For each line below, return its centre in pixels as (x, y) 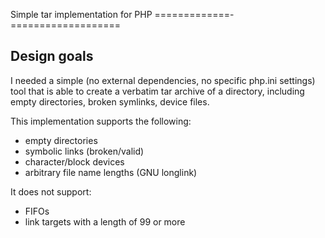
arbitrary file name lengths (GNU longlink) (111, 172)
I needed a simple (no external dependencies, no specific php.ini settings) (163, 80)
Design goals (52, 56)
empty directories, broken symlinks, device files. (110, 101)
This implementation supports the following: (101, 121)
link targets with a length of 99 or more (105, 221)
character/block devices (74, 161)
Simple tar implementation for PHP (81, 14)
